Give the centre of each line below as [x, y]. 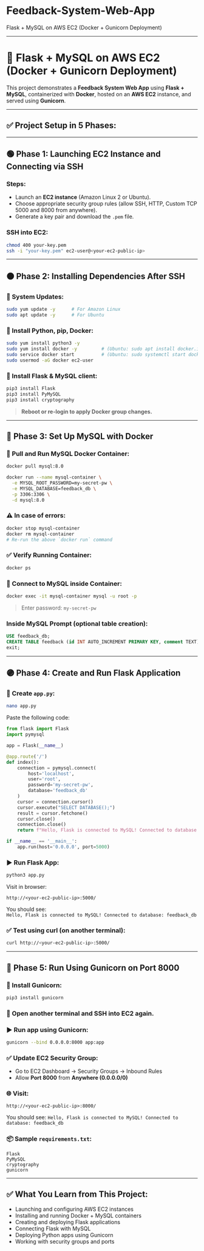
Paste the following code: [38, 718]
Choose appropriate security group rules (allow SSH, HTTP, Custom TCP [106, 204]
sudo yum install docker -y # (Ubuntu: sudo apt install [90, 349]
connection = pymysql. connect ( [57, 768]
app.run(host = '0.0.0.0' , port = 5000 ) [64, 847]
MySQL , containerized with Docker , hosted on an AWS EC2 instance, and [99, 94]
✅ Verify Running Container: [49, 555]
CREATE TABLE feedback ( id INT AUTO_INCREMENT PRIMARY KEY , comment [95, 642]
